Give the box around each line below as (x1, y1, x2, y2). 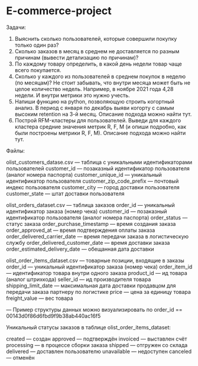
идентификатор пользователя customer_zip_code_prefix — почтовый (6, 177, 179, 184)
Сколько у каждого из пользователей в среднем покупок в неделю (14, 73, 186, 80)
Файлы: (6, 147, 25, 154)
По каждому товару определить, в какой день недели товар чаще (14, 60, 182, 67)
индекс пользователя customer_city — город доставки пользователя (6, 183, 180, 190)
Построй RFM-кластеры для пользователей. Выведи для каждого (14, 116, 181, 124)
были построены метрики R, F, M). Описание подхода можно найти (14, 129, 186, 137)
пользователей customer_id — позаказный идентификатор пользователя (6, 164, 190, 172)
